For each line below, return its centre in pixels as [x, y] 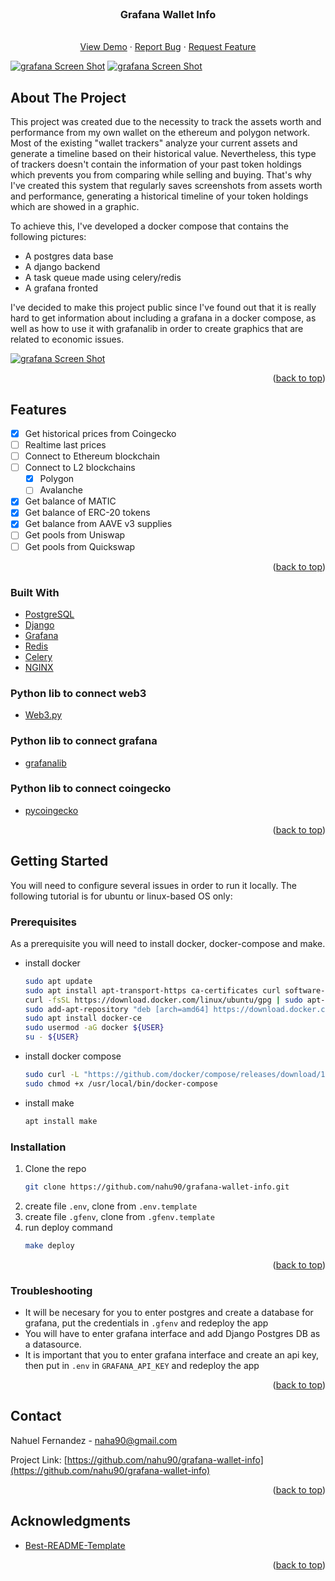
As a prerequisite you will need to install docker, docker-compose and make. [168, 943]
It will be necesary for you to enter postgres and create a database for [169, 1312]
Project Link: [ [39, 1459]
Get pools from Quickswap [80, 546]
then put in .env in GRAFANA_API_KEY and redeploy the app [142, 1365]
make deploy [49, 1245]
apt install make [61, 1121]
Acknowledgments [71, 1521]
